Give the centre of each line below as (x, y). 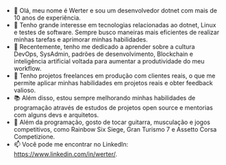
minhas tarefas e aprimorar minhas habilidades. (81, 40)
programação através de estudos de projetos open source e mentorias (113, 108)
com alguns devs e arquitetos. (56, 115)
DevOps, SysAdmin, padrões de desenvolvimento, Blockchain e (103, 54)
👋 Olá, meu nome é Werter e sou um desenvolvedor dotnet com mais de (115, 11)
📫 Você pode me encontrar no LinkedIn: (71, 144)
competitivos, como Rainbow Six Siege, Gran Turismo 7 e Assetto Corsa (115, 129)
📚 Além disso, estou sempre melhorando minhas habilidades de (104, 98)
